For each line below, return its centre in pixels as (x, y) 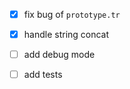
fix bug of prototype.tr (72, 14)
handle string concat (66, 35)
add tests (43, 75)
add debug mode (59, 55)
